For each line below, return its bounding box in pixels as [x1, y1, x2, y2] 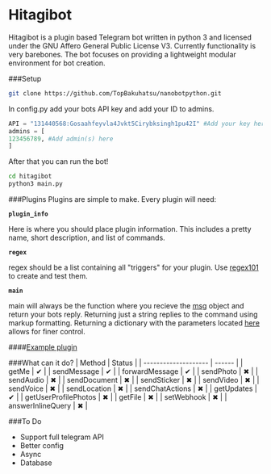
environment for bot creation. [8, 58, 106, 68]
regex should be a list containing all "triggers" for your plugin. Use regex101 [8, 262, 260, 272]
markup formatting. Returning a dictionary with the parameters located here [8, 318, 261, 328]
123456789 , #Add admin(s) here [8, 135, 114, 143]
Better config [19, 441, 65, 451]
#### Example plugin [8, 342, 78, 352]
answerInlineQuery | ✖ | [8, 401, 88, 411]
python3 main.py [8, 180, 63, 188]
